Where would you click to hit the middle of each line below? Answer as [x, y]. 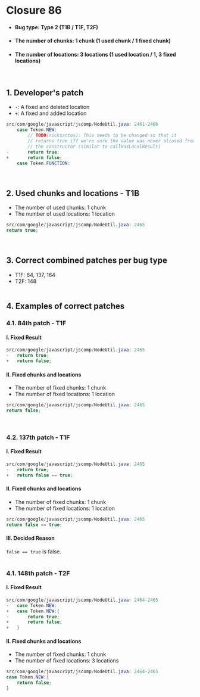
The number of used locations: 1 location [65, 214]
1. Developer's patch [45, 93]
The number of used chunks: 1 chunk [60, 208]
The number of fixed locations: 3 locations [67, 661]
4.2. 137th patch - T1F [38, 437]
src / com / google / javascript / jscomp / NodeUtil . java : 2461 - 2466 [82, 125]
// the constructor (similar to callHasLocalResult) [94, 147]
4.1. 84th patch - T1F [36, 323]
